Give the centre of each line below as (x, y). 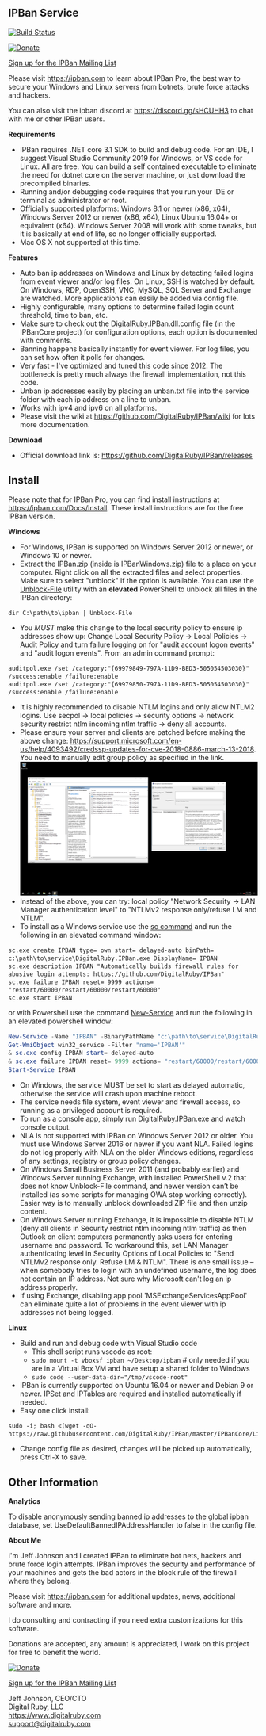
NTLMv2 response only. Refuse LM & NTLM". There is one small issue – (137, 1262)
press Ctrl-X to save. (53, 1457)
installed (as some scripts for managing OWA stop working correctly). (133, 1195)
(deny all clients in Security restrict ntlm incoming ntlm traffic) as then (133, 1229)
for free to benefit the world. (54, 1652)
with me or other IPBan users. (57, 119)
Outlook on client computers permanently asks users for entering (126, 1237)
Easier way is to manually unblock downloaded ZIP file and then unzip (133, 1203)
